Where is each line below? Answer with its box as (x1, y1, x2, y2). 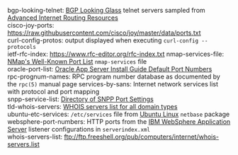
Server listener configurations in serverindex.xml (7, 125, 151, 133)
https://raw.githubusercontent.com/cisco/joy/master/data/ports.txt (7, 28, 201, 37)
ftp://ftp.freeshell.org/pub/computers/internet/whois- (63, 132, 220, 141)
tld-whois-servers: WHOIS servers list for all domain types (7, 103, 178, 110)
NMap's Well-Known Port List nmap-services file (7, 57, 147, 66)
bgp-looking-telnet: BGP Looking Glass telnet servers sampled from (7, 6, 205, 14)
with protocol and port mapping (7, 88, 100, 96)
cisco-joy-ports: (7, 21, 55, 29)
